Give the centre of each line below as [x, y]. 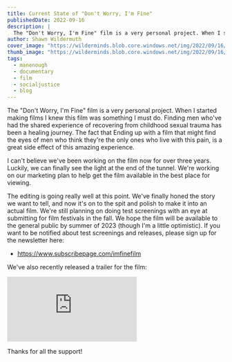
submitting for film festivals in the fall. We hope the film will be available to [113, 218]
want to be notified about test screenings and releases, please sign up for [112, 233]
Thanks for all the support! [45, 352]
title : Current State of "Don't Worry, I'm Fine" [80, 13]
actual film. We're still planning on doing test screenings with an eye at [107, 211]
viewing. [19, 183]
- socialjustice [37, 84]
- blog [23, 91]
